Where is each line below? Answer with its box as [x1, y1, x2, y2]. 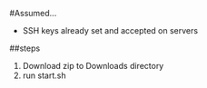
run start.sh [22, 70, 66, 81]
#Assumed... [9, 8, 57, 18]
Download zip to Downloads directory [22, 61, 164, 71]
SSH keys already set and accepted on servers [22, 25, 198, 35]
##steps [9, 43, 41, 54]
